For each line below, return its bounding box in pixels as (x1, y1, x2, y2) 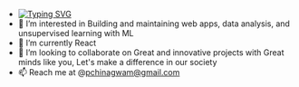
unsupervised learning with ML (17, 28, 134, 38)
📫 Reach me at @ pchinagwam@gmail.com (17, 67, 180, 77)
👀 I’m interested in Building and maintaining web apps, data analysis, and (17, 18, 290, 29)
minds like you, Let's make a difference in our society (17, 57, 217, 67)
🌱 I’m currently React (17, 37, 97, 48)
